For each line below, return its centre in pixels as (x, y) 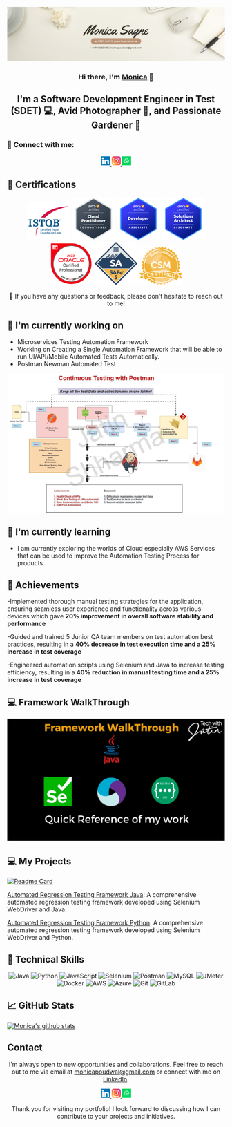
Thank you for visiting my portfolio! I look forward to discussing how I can (116, 1108)
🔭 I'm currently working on (66, 325)
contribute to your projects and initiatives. (116, 1116)
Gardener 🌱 (116, 125)
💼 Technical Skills (46, 959)
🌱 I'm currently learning (59, 532)
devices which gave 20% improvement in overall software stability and (110, 616)
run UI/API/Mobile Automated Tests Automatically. (88, 357)
